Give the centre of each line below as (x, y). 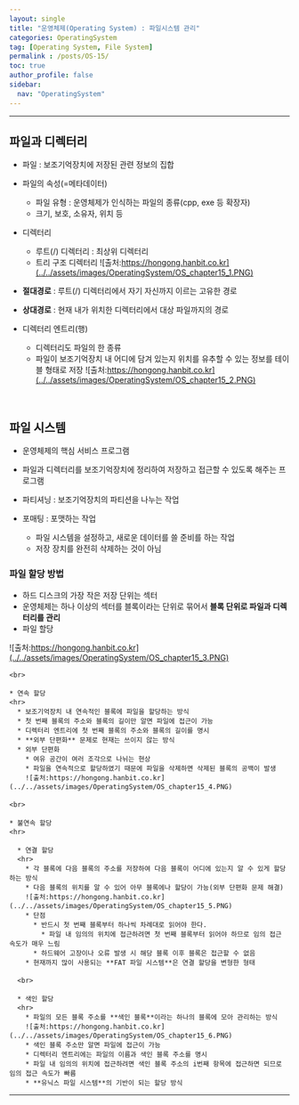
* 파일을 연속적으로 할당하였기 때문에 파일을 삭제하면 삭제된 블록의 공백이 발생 (151, 768)
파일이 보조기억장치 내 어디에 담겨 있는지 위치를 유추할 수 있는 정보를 (154, 359)
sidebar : (25, 85)
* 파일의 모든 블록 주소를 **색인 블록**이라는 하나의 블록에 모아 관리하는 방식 (152, 1017)
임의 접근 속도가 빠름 (43, 1073)
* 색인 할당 (36, 999)
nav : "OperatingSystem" (61, 93)
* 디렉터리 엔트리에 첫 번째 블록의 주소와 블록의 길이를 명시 (113, 730)
